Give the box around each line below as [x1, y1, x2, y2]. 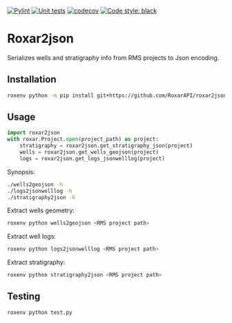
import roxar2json [7, 129, 60, 136]
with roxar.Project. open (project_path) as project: [7, 136, 159, 143]
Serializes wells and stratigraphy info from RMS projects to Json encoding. [7, 53, 220, 62]
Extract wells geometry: [7, 206, 75, 214]
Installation [7, 73, 57, 86]
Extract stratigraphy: [7, 258, 66, 266]
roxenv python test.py [7, 308, 72, 316]
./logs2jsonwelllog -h [7, 187, 72, 194]
